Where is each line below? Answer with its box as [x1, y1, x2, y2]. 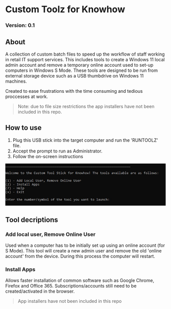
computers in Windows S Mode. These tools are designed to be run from [5, 67, 158, 73]
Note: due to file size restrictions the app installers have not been [17, 103, 155, 109]
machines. [5, 78, 27, 84]
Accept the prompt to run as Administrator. [12, 148, 103, 154]
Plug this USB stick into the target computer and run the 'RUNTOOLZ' [12, 137, 158, 143]
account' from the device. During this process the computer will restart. [5, 253, 155, 260]
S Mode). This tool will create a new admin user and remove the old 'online [5, 248, 162, 254]
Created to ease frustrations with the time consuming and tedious [5, 88, 143, 94]
